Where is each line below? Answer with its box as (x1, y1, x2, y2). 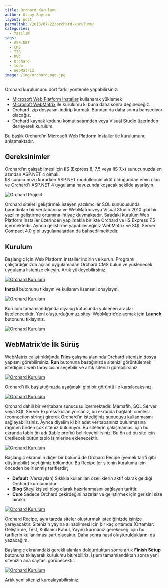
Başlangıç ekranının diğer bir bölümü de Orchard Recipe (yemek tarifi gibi (5, 455, 156, 461)
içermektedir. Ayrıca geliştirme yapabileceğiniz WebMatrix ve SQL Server (5, 222, 156, 228)
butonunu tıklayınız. (5, 316, 46, 322)
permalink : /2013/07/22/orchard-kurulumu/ (5, 21, 95, 27)
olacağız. (12, 112, 31, 118)
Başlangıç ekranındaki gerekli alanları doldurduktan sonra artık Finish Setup (5, 547, 161, 553)
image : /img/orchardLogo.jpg (5, 73, 66, 78)
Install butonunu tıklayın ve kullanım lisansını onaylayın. (5, 286, 119, 292)
